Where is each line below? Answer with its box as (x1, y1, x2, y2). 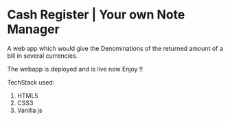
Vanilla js (16, 106, 43, 114)
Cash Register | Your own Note (7, 7, 185, 23)
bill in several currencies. (7, 52, 78, 60)
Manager (7, 21, 60, 37)
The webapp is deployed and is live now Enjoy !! (7, 65, 143, 73)
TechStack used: (7, 78, 55, 86)
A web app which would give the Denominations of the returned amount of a (7, 44, 223, 52)
